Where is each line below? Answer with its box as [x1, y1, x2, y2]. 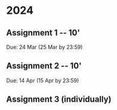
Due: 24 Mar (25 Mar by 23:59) [6, 43, 83, 50]
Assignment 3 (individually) [6, 94, 112, 105]
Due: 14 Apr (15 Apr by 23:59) [6, 76, 79, 84]
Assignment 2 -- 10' [6, 61, 82, 71]
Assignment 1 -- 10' [6, 28, 81, 38]
